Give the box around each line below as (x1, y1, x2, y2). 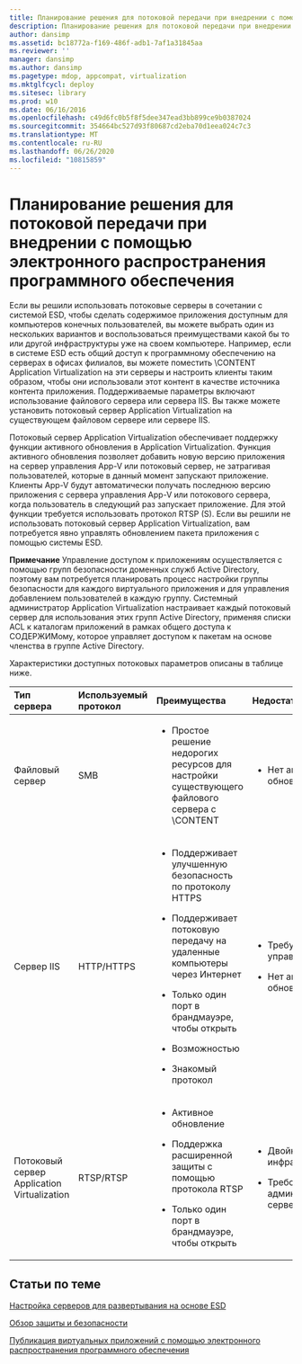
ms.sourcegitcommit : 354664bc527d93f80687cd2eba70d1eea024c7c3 (9, 122, 252, 131)
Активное (171, 1107, 214, 1119)
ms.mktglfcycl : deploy (9, 80, 94, 89)
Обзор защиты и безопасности (9, 1318, 129, 1329)
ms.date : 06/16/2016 (9, 105, 87, 114)
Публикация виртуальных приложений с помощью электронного (9, 1335, 261, 1346)
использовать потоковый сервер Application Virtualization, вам (9, 518, 251, 529)
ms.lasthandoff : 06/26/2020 (9, 147, 115, 156)
